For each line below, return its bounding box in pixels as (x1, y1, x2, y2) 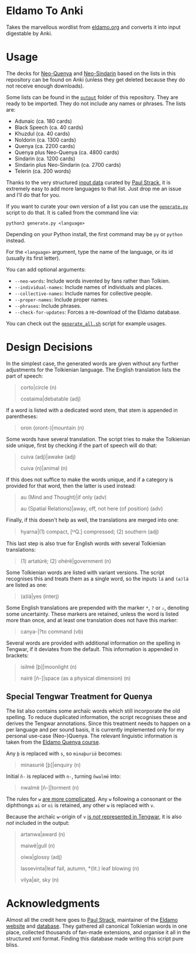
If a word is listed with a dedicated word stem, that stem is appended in (6, 407, 178, 414)
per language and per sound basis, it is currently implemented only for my (6, 726, 184, 733)
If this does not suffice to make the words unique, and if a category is (6, 476, 174, 483)
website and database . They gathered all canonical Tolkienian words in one (6, 922, 188, 929)
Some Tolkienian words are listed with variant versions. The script (6, 569, 165, 576)
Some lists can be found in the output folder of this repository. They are (6, 93, 178, 100)
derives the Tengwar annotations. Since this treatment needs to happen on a (6, 720, 191, 727)
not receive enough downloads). (6, 82, 84, 89)
